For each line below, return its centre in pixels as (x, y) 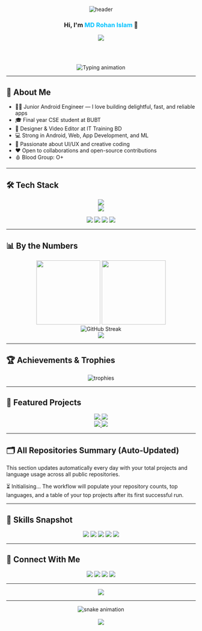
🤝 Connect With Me (43, 559)
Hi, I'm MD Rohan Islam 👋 (101, 25)
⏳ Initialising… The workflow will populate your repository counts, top (92, 487)
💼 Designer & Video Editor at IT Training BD (68, 129)
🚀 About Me (29, 92)
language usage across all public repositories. (63, 475)
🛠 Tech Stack (32, 185)
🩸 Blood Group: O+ (39, 158)
